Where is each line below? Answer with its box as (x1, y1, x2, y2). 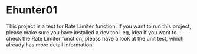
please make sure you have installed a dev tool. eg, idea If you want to (6, 28, 177, 35)
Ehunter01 (6, 3, 58, 17)
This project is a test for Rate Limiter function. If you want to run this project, (6, 23, 192, 30)
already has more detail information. (6, 41, 94, 48)
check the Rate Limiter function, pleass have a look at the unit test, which (6, 35, 184, 42)
